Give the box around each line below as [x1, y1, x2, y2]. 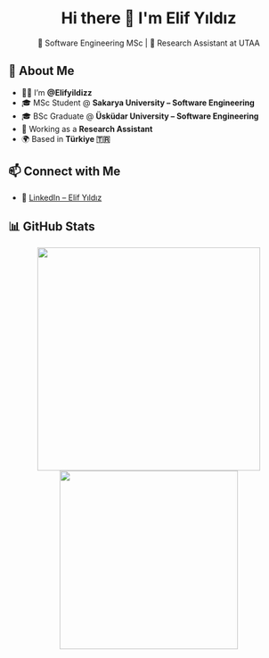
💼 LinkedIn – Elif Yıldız [20, 192, 102, 203]
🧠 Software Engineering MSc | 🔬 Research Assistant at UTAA [37, 37, 260, 48]
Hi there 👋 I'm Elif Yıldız [61, 8, 237, 29]
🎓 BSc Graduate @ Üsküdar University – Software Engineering [20, 111, 259, 121]
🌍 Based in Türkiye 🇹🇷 [20, 133, 110, 144]
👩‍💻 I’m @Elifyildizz [20, 87, 93, 97]
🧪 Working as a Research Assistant [20, 123, 153, 134]
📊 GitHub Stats [8, 219, 95, 234]
